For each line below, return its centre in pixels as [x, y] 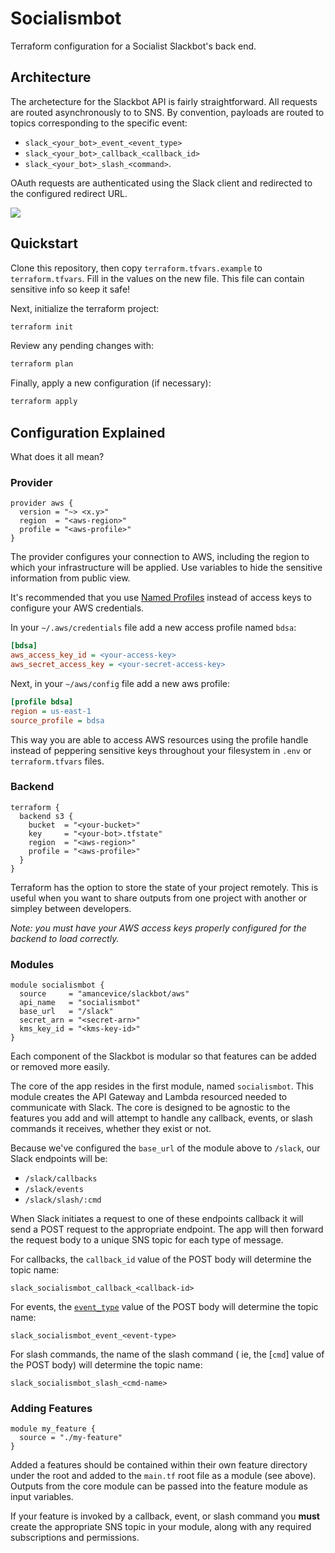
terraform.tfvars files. [57, 761]
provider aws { [42, 503]
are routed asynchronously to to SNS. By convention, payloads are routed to [167, 112]
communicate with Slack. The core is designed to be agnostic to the [150, 1108]
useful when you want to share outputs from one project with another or [159, 898]
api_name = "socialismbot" [80, 1003]
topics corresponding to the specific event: [99, 123]
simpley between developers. [71, 908]
